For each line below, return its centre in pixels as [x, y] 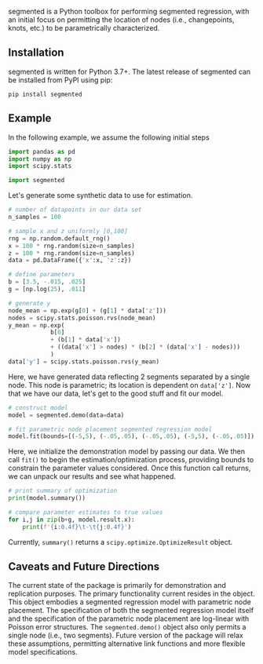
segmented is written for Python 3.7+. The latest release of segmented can [130, 71]
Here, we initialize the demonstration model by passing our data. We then [127, 451]
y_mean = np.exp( [37, 325]
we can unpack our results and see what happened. [92, 476]
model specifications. [43, 652]
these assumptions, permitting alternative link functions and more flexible [127, 644]
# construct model [38, 407]
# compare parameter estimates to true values [86, 513]
